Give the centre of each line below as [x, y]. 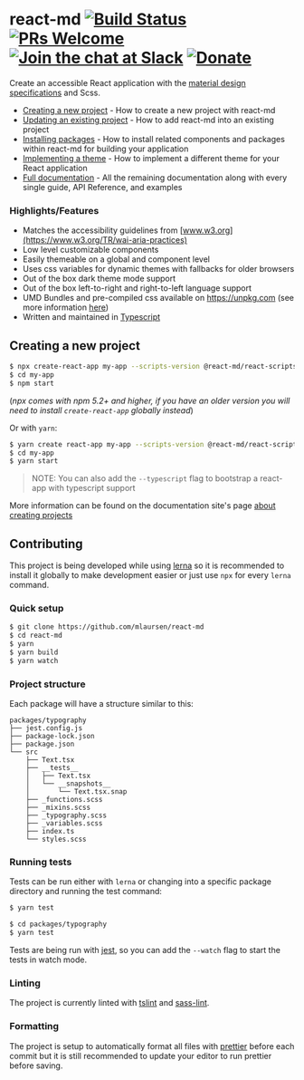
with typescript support [92, 488]
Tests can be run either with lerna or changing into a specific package [140, 882]
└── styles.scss [57, 839]
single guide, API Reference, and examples [102, 187]
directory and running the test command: [86, 892]
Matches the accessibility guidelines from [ [103, 230]
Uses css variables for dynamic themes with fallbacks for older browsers [158, 269]
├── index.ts [50, 832]
